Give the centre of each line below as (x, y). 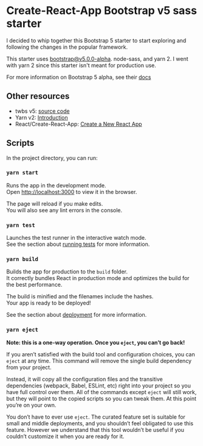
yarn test (21, 225)
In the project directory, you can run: (52, 158)
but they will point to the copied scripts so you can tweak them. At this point (101, 398)
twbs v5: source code (42, 111)
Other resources (38, 96)
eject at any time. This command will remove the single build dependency (99, 361)
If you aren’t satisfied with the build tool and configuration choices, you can (101, 354)
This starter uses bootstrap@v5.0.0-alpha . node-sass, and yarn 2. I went (97, 59)
